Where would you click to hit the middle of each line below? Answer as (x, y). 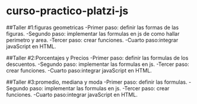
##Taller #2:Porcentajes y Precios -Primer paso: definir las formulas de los (97, 58)
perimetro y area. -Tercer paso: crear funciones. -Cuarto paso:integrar (92, 40)
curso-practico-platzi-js (67, 11)
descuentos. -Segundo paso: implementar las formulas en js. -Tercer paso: (98, 64)
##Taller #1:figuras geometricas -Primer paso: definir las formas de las (93, 27)
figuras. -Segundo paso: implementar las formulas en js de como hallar (93, 33)
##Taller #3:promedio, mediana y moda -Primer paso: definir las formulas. (97, 82)
